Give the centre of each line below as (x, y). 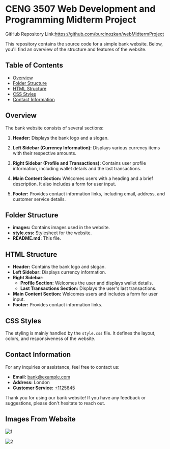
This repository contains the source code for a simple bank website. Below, (84, 43)
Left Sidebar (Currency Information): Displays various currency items (86, 148)
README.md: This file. (37, 238)
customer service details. (39, 199)
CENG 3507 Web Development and (80, 9)
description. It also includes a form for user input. (64, 184)
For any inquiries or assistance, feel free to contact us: (62, 367)
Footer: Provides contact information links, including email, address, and (89, 194)
